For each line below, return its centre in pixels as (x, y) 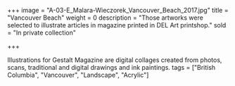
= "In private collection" (42, 32)
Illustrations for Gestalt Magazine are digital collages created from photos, (115, 60)
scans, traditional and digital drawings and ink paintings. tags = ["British (112, 67)
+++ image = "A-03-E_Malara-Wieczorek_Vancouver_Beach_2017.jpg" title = (118, 10)
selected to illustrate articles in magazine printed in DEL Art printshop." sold (117, 25)
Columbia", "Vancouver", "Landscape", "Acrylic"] (78, 75)
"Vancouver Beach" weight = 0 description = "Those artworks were (106, 18)
